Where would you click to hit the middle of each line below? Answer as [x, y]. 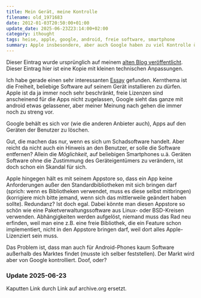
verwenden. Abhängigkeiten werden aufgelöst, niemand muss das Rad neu [99, 217]
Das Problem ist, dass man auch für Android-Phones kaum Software [90, 247]
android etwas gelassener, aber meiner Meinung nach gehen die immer [94, 105]
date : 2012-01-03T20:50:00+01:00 [48, 23]
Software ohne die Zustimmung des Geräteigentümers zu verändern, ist [95, 160]
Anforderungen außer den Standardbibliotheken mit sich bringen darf [92, 185]
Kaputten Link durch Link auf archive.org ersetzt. [66, 288]
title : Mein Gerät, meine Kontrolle [52, 12]
